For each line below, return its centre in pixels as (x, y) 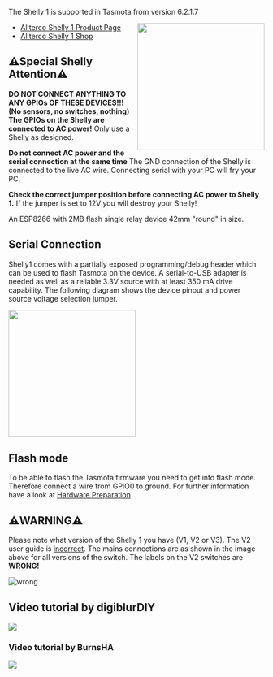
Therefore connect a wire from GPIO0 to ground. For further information (129, 486)
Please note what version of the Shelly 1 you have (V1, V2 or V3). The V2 (130, 540)
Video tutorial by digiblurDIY (82, 608)
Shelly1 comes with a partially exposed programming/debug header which (132, 264)
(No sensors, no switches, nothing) (69, 111)
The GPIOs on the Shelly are (56, 119)
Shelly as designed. (41, 137)
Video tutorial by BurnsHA (61, 647)
